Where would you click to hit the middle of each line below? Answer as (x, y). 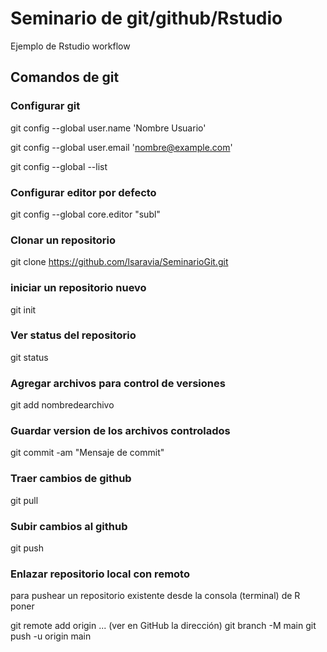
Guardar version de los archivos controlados (120, 431)
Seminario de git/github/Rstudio (146, 18)
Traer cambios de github (71, 479)
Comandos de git (65, 77)
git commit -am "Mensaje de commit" (87, 453)
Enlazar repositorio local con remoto (100, 574)
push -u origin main (51, 636)
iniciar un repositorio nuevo (78, 288)
